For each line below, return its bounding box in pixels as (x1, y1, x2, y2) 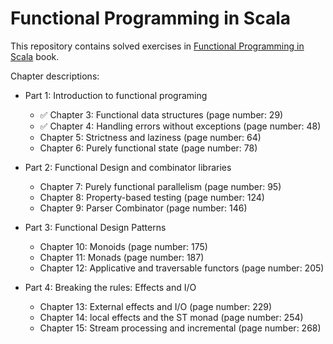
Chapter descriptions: (10, 70, 100, 82)
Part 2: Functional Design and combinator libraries (24, 161, 232, 173)
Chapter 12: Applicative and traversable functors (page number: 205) (39, 262, 325, 274)
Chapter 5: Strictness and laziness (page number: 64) (39, 131, 262, 143)
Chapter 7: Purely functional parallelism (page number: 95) (39, 180, 282, 192)
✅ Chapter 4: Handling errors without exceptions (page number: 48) (39, 120, 322, 132)
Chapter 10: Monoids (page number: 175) (39, 240, 208, 252)
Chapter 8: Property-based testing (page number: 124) (39, 191, 265, 203)
